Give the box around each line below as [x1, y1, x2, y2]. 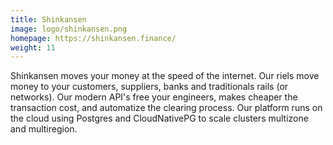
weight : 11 [10, 42, 56, 53]
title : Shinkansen [10, 14, 87, 25]
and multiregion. [10, 123, 78, 135]
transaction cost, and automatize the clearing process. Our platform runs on [10, 102, 323, 114]
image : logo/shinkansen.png [10, 24, 128, 34]
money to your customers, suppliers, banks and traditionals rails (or [10, 81, 289, 93]
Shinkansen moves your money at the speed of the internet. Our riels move [10, 70, 320, 82]
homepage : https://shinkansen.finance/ [10, 33, 177, 43]
